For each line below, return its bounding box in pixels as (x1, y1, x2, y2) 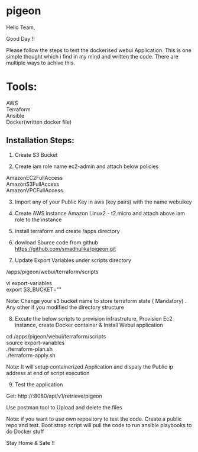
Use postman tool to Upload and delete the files (6, 403, 122, 411)
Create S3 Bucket (14, 151, 58, 158)
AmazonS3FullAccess (6, 180, 60, 188)
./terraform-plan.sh (6, 345, 53, 353)
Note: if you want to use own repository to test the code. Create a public (6, 415, 182, 422)
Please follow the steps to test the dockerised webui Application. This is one (6, 46, 192, 54)
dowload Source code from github (14, 238, 99, 246)
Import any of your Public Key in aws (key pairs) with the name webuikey (14, 198, 192, 205)
